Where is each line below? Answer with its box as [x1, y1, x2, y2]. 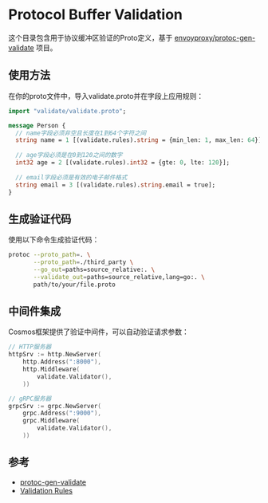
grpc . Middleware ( [22, 417, 81, 425]
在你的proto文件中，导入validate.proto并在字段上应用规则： [8, 91, 204, 100]
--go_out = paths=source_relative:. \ [33, 265, 156, 273]
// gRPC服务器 [8, 395, 52, 403]
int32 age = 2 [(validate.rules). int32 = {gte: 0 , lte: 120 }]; [15, 159, 230, 167]
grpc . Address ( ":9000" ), [22, 409, 102, 418]
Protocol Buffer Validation [8, 6, 183, 24]
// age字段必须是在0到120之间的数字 [15, 151, 123, 159]
